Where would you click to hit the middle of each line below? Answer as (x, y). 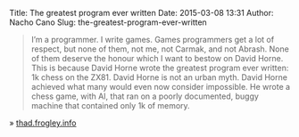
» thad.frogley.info (43, 123)
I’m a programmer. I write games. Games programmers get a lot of (153, 40)
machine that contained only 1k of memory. (110, 105)
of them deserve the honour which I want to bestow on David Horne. (157, 58)
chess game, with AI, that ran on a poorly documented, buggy (145, 96)
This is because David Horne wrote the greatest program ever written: (160, 68)
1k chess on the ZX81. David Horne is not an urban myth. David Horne (159, 77)
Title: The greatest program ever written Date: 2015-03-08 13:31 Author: (141, 13)
